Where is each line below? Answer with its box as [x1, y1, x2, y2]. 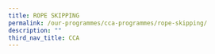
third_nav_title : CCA [8, 33, 80, 42]
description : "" [8, 26, 62, 34]
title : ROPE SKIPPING [8, 11, 80, 20]
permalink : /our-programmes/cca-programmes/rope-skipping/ [8, 19, 208, 27]
